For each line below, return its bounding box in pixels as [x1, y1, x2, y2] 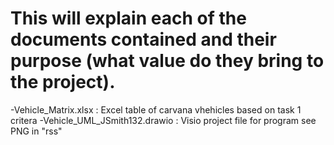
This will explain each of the [10, 7, 247, 30]
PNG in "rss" [10, 125, 63, 137]
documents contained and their [10, 28, 277, 51]
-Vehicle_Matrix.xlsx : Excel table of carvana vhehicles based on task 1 [10, 103, 302, 116]
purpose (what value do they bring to [10, 50, 325, 72]
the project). [10, 71, 116, 94]
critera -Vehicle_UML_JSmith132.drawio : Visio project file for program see [10, 114, 317, 126]
